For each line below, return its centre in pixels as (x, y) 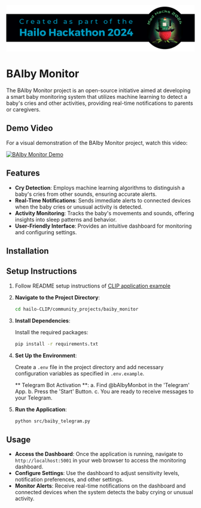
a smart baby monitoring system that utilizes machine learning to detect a (97, 96)
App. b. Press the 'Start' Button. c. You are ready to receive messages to (104, 391)
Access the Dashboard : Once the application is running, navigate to (99, 454)
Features (23, 173)
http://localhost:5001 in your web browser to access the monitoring (100, 461)
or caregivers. (23, 109)
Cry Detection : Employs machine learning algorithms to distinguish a (100, 188)
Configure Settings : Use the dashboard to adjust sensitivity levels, (97, 473)
